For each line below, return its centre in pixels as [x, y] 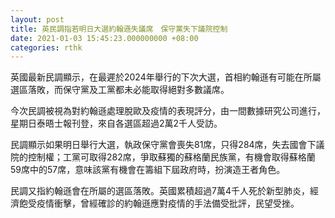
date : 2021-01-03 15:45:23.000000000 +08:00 [104, 38]
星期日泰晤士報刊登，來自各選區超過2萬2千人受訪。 [116, 123]
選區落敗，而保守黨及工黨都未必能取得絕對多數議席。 [120, 90]
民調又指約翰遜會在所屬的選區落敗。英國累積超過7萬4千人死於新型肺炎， [160, 191]
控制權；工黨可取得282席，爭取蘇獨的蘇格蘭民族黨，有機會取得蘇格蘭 [171, 157]
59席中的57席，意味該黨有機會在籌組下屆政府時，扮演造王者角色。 [148, 170]
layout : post [37, 19]
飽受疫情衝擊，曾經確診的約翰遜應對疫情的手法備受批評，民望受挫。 [159, 203]
